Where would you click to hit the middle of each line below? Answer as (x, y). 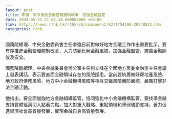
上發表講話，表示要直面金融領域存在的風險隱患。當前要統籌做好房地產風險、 (86, 74)
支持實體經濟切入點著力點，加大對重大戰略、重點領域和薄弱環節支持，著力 (84, 105)
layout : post (19, 10)
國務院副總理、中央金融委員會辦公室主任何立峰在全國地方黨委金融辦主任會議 (86, 68)
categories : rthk (24, 29)
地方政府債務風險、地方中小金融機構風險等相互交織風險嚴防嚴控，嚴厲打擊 (84, 81)
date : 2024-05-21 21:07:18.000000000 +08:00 (53, 19)
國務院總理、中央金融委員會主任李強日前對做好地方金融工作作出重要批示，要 (86, 45)
